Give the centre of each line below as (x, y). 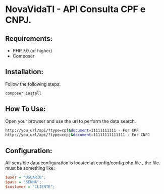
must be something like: (30, 168)
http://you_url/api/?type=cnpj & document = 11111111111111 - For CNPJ (78, 135)
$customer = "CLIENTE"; (30, 187)
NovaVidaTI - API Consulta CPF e (75, 9)
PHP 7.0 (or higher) (32, 51)
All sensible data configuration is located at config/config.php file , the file (82, 163)
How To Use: (25, 109)
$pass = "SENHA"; (23, 182)
